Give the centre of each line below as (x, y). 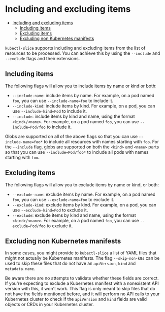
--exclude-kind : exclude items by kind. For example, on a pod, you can (84, 205)
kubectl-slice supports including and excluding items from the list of (75, 48)
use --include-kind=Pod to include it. (49, 111)
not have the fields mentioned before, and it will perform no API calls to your (82, 294)
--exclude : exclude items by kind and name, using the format (74, 215)
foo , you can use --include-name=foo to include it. (63, 101)
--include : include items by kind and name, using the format (74, 116)
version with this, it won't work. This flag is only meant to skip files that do (80, 289)
